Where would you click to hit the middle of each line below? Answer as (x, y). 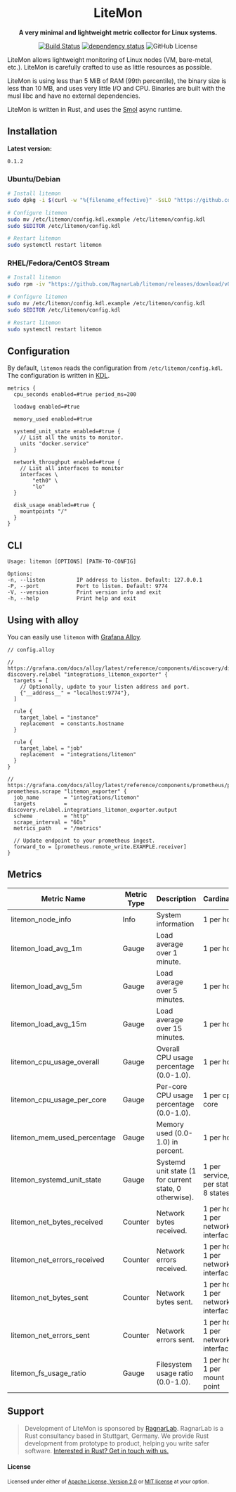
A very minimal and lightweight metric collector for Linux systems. (118, 32)
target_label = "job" (51, 748)
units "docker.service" (55, 444)
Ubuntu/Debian (34, 179)
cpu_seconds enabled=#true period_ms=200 (75, 395)
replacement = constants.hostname (72, 724)
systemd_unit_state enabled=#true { (67, 432)
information (175, 924)
